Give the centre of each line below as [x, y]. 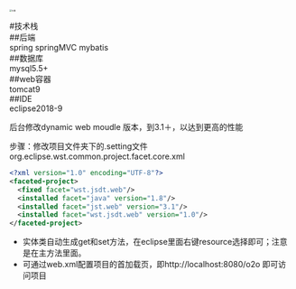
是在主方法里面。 [54, 253]
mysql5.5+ [29, 68]
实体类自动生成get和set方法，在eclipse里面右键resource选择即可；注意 [155, 242]
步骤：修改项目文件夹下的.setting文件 [79, 146]
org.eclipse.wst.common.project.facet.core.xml [97, 156]
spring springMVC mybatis [59, 47]
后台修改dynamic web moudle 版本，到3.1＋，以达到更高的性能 [126, 127]
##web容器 [30, 79]
